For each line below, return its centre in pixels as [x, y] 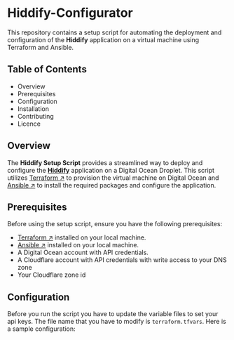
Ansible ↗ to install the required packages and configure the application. [112, 185]
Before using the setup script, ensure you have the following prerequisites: [115, 224]
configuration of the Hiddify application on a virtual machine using [103, 39]
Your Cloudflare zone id [51, 275]
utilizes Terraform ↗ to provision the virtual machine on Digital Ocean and [113, 178]
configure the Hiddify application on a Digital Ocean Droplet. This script [111, 170]
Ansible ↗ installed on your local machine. [78, 245]
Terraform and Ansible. [41, 47]
